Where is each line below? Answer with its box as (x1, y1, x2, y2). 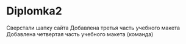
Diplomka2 (6, 4, 62, 18)
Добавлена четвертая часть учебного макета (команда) (6, 30, 154, 37)
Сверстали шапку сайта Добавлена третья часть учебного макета (6, 24, 181, 31)
